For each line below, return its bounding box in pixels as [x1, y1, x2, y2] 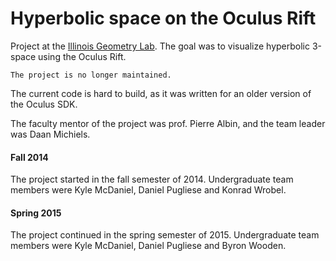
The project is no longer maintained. [10, 70, 172, 80]
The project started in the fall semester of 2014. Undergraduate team [10, 173, 294, 186]
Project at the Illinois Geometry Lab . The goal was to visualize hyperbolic [10, 40, 310, 52]
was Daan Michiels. [10, 128, 91, 140]
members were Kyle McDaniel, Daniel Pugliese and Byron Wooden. [10, 240, 287, 252]
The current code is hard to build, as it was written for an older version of [10, 87, 312, 99]
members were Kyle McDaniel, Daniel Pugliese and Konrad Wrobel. [10, 184, 287, 196]
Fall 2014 [10, 151, 49, 163]
